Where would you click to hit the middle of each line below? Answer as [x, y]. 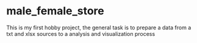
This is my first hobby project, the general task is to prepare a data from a [99, 27]
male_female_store [56, 11]
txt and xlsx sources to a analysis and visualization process [81, 33]
